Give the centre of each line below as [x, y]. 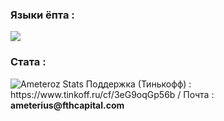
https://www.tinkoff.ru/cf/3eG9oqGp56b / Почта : [112, 94]
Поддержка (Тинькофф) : [138, 84]
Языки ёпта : [42, 15]
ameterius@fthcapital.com [67, 105]
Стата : [28, 62]
